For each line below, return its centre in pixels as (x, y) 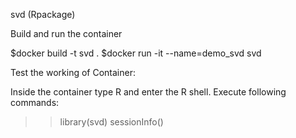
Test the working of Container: (73, 72)
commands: (35, 102)
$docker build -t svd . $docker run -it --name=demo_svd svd (136, 53)
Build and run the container (66, 33)
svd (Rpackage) (43, 14)
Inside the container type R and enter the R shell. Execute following (148, 92)
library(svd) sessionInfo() (111, 122)
